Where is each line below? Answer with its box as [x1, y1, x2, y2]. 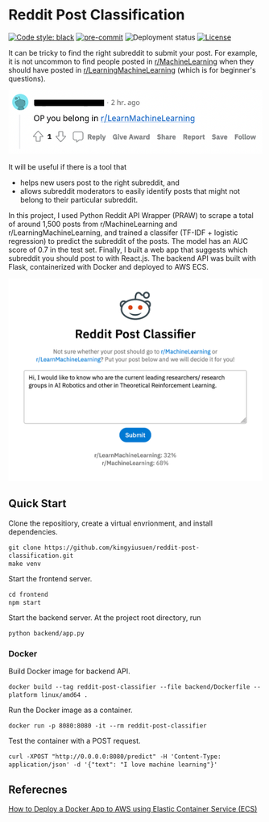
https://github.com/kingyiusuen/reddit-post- [43, 543, 200, 551]
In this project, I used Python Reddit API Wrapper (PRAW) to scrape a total [8, 211, 254, 220]
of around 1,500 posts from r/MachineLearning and [8, 220, 178, 229]
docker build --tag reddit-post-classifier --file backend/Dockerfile [8, 683, 250, 691]
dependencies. [8, 526, 58, 536]
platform [8, 691, 38, 699]
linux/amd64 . [40, 691, 89, 699]
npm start [8, 598, 42, 606]
